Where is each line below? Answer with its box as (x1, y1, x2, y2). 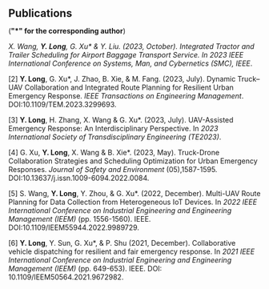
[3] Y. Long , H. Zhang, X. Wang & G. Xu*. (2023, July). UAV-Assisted (8, 115, 234, 124)
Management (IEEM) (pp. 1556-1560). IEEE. (8, 215, 151, 223)
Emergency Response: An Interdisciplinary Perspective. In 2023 (8, 124, 219, 133)
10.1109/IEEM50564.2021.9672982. (8, 272, 124, 282)
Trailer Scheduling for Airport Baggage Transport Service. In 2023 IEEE (8, 50, 244, 59)
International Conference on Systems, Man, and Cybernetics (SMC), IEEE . (8, 58, 253, 68)
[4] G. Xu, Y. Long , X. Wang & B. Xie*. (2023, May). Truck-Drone (8, 148, 220, 157)
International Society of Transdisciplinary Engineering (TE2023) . (8, 132, 222, 142)
